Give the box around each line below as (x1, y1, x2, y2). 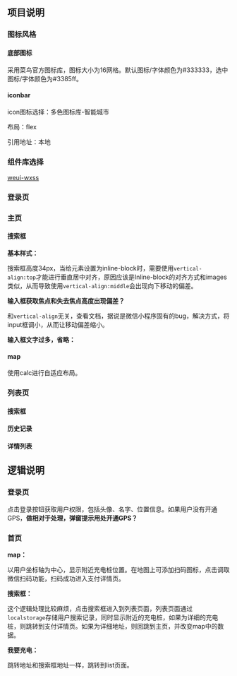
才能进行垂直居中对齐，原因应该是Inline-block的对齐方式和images (35, 273, 227, 281)
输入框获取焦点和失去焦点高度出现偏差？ (7, 297, 125, 305)
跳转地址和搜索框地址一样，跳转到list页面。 (7, 660, 133, 669)
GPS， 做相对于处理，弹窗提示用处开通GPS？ (7, 514, 138, 522)
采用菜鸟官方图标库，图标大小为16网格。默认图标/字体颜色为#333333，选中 (7, 66, 229, 74)
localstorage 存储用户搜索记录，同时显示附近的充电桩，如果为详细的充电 (7, 613, 219, 622)
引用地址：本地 (7, 137, 51, 146)
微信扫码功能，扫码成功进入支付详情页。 (7, 574, 125, 583)
